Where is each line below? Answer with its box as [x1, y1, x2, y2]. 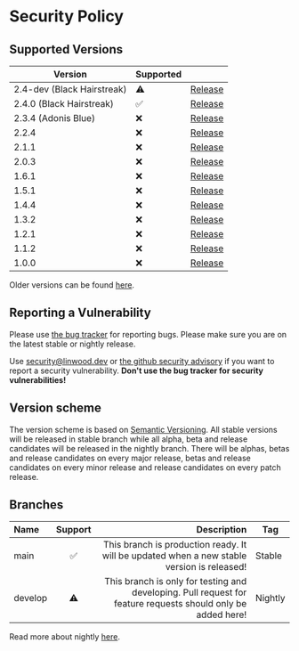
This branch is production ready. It [102, 539, 247, 551]
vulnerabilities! [9, 374, 67, 385]
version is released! [165, 561, 247, 574]
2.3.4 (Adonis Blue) [13, 112, 96, 124]
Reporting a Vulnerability [9, 305, 151, 321]
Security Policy [9, 6, 125, 27]
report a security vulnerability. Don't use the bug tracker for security [9, 365, 264, 376]
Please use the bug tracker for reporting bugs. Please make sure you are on [9, 329, 287, 339]
